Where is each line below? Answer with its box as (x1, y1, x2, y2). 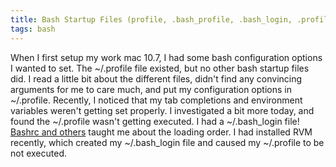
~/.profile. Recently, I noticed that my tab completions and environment (10, 94, 303, 106)
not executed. (10, 147, 68, 159)
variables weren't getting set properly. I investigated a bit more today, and (10, 104, 315, 116)
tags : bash (10, 24, 56, 34)
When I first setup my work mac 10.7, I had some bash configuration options (10, 51, 323, 63)
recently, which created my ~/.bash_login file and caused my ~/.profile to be (10, 136, 325, 148)
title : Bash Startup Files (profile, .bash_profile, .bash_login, (10, 14, 293, 25)
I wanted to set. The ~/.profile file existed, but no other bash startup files (10, 62, 310, 74)
